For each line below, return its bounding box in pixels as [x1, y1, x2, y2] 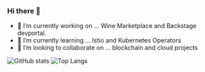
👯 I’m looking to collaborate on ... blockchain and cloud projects [17, 44, 198, 52]
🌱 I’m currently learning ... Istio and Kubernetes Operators [17, 36, 182, 45]
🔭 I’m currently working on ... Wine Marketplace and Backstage [17, 22, 197, 30]
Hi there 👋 [7, 6, 41, 16]
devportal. [17, 29, 47, 37]
